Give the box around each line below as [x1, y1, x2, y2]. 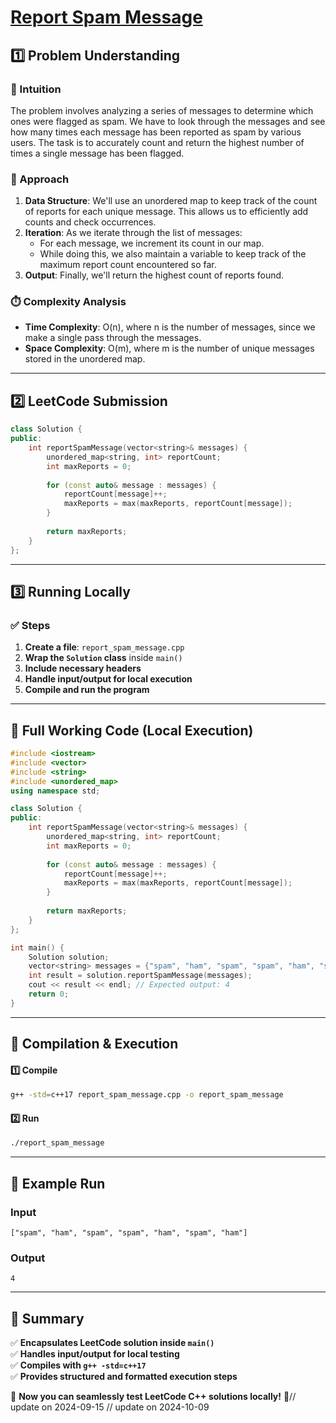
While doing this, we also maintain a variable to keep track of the [39, 248, 307, 260]
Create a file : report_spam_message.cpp [24, 641, 185, 653]
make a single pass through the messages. [24, 332, 202, 344]
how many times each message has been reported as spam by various [10, 126, 302, 138]
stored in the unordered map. [24, 353, 146, 365]
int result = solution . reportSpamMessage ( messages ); [28, 971, 253, 981]
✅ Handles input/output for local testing [10, 1348, 180, 1360]
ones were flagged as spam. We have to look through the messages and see [10, 115, 326, 127]
